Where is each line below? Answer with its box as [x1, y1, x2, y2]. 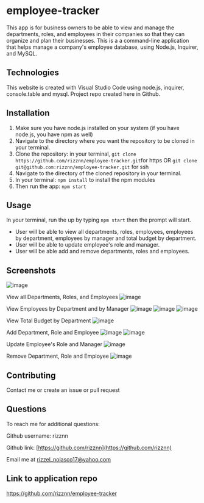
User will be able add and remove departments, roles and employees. [15, 248, 190, 255]
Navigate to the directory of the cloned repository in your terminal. [15, 169, 181, 177]
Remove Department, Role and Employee [6, 352, 110, 360]
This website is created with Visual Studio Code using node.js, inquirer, [6, 84, 185, 91]
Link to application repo [6, 474, 97, 484]
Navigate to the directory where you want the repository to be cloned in [15, 137, 195, 144]
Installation [6, 108, 50, 118]
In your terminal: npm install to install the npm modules [15, 176, 155, 183]
